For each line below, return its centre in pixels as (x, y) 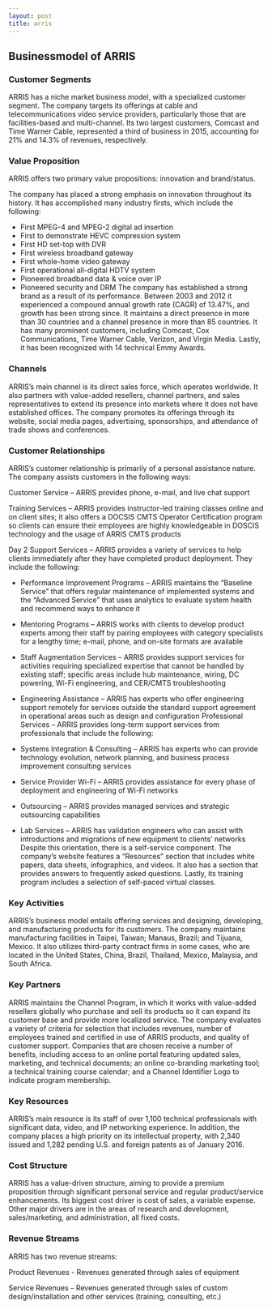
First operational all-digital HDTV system (87, 270)
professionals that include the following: (87, 734)
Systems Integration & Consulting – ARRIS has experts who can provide (139, 749)
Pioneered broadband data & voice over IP (91, 279)
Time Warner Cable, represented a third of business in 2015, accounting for (134, 131)
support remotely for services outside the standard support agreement (138, 708)
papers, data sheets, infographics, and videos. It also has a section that (139, 865)
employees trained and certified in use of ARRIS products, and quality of (129, 1037)
